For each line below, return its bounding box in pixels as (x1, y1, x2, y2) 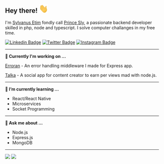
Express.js (12, 134, 33, 140)
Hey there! (5, 7, 38, 15)
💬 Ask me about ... (5, 120, 43, 126)
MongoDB (12, 140, 33, 146)
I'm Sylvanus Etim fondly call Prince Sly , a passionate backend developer (5, 19, 152, 25)
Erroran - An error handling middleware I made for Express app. (5, 63, 133, 69)
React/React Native (12, 95, 51, 101)
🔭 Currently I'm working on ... (5, 53, 66, 59)
